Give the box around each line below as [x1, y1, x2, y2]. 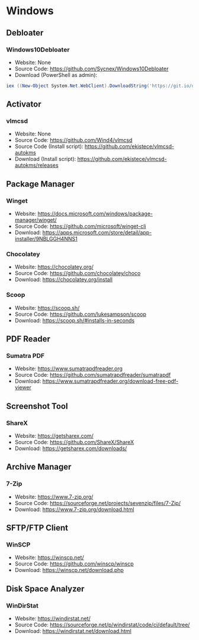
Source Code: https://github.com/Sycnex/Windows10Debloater [14, 65, 169, 72]
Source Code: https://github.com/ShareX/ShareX [14, 439, 134, 446]
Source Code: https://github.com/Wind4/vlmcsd [14, 137, 133, 144]
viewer [14, 384, 31, 391]
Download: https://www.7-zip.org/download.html [14, 506, 134, 513]
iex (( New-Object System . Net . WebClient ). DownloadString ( [6, 83, 150, 89]
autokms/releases [14, 161, 59, 169]
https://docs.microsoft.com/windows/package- [37, 210, 153, 217]
